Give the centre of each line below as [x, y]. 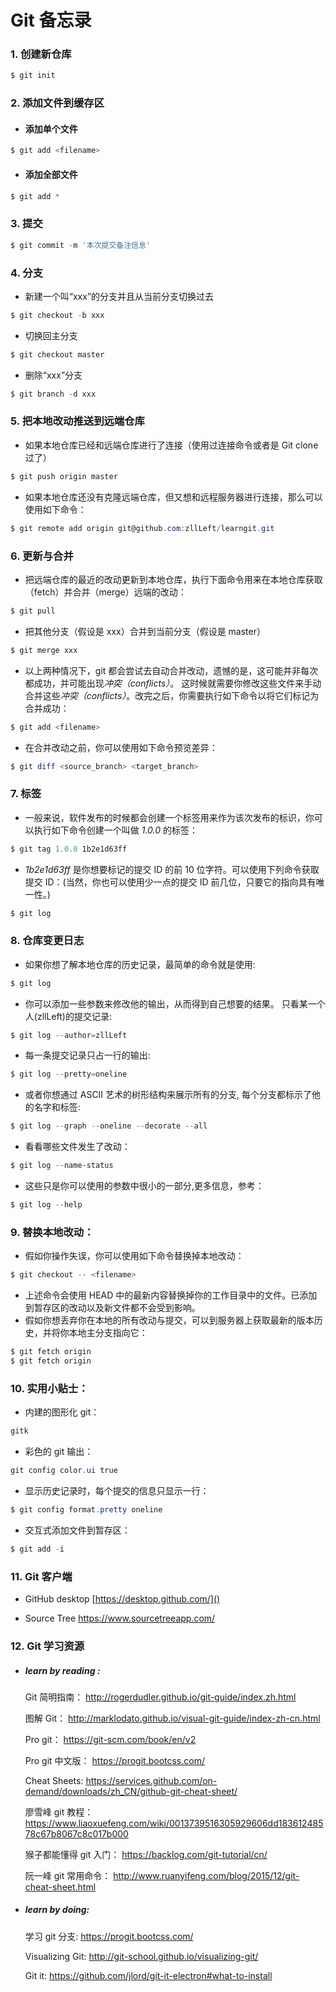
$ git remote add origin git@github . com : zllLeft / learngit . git [142, 528]
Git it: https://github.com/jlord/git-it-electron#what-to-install [148, 1975]
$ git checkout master [57, 354]
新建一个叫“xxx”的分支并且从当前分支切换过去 [119, 296]
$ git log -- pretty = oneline [69, 1074]
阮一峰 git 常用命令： [68, 1875]
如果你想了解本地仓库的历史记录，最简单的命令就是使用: [140, 964]
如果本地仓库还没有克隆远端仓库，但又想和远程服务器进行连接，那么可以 [173, 497]
